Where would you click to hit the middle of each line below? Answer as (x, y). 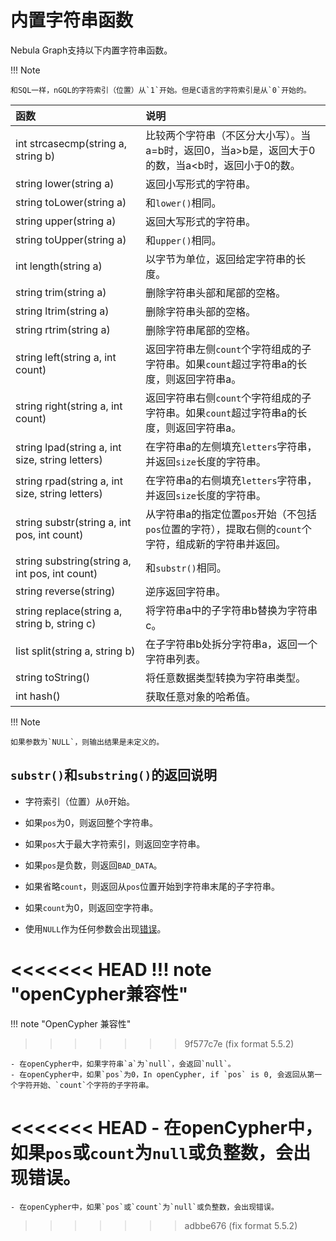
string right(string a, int (69, 406)
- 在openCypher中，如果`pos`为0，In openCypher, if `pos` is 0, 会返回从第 (162, 1074)
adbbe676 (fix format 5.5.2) (241, 1225)
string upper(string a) (66, 221)
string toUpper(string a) (71, 239)
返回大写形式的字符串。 (201, 221)
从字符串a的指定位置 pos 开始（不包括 (231, 514)
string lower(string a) (65, 183)
